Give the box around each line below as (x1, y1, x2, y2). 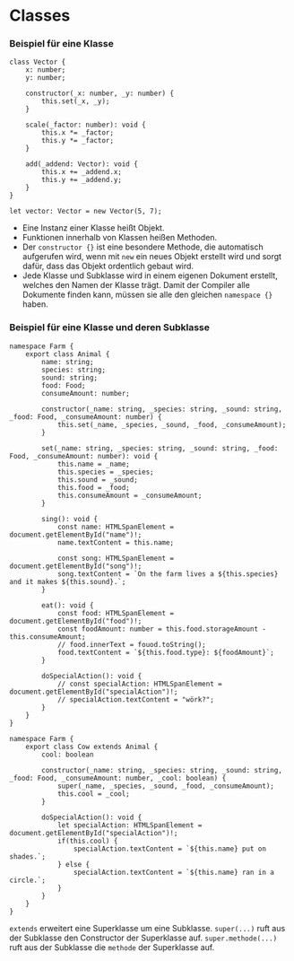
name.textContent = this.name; (56, 537, 175, 547)
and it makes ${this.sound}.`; (9, 577, 126, 586)
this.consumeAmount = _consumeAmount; (56, 491, 203, 500)
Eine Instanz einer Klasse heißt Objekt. (22, 223, 165, 233)
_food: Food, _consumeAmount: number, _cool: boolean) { (9, 773, 227, 782)
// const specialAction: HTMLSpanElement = (56, 679, 222, 688)
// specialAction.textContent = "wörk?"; (56, 695, 215, 704)
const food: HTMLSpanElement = (56, 608, 175, 617)
